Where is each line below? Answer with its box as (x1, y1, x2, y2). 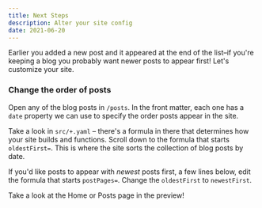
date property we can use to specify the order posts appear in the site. (8, 111, 239, 120)
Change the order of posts (8, 85, 112, 96)
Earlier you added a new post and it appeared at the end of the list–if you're (8, 48, 255, 58)
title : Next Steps (8, 11, 69, 20)
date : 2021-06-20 (8, 26, 66, 34)
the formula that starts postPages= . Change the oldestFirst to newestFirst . (8, 175, 252, 184)
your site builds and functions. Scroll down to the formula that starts (8, 134, 230, 144)
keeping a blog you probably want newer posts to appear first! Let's (8, 56, 230, 66)
